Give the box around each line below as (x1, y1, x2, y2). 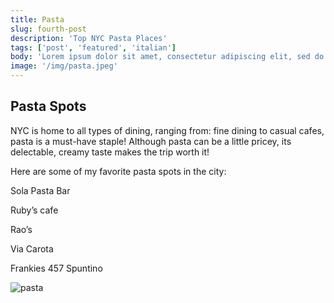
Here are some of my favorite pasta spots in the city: (10, 165, 227, 177)
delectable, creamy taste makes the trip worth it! (10, 146, 210, 158)
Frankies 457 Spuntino (10, 262, 103, 274)
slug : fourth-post (10, 24, 87, 34)
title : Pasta (10, 14, 65, 25)
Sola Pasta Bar (10, 184, 71, 196)
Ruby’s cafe (10, 204, 59, 216)
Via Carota (10, 242, 54, 255)
